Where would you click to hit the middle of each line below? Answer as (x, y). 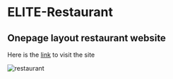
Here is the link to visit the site (51, 55)
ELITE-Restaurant (60, 12)
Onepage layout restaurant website (86, 38)
